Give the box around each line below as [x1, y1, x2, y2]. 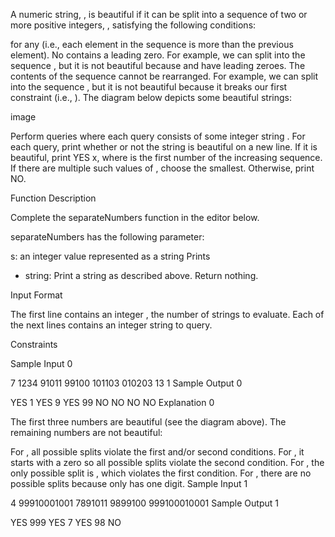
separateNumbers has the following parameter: [10, 231, 205, 243]
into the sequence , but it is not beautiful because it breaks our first [10, 81, 288, 93]
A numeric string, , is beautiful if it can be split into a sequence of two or [10, 9, 308, 20]
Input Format [10, 289, 63, 301]
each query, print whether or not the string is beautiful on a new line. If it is [10, 141, 318, 153]
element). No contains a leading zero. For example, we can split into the [10, 49, 306, 61]
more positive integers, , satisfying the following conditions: [10, 19, 257, 31]
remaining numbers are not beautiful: [10, 427, 163, 438]
